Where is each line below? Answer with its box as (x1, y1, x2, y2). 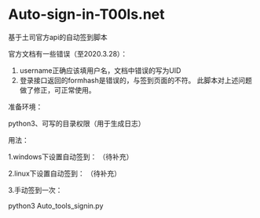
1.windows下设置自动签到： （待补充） (8, 151, 134, 162)
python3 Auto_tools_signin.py (8, 201, 104, 210)
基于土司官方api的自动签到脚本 (8, 32, 108, 42)
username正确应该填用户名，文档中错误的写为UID (19, 65, 181, 75)
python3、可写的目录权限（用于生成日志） (8, 118, 145, 128)
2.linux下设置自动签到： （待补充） (8, 169, 122, 178)
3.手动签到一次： (8, 185, 63, 194)
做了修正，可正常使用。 (19, 85, 96, 95)
